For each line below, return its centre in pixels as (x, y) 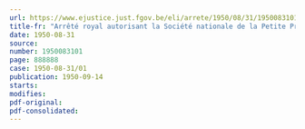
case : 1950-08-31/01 (49, 69)
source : (24, 43)
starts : (24, 85)
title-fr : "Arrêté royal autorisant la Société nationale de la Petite (148, 26)
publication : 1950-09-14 (56, 77)
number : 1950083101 (46, 52)
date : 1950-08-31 (42, 35)
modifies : (28, 94)
